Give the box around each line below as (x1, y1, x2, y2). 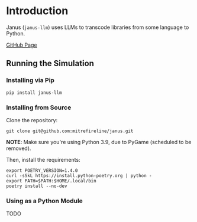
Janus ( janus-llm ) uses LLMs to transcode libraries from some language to (6, 24, 189, 31)
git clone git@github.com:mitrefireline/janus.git (6, 128, 134, 134)
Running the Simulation (6, 58, 95, 68)
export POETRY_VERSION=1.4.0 (6, 167, 78, 174)
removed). (6, 145, 31, 152)
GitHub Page (6, 41, 37, 48)
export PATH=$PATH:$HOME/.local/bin (6, 178, 96, 184)
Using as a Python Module (6, 197, 83, 205)
